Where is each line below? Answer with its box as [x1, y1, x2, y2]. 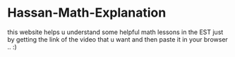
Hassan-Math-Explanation [7, 5, 167, 21]
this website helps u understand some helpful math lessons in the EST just [7, 28, 224, 36]
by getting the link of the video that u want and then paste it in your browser [7, 35, 228, 43]
